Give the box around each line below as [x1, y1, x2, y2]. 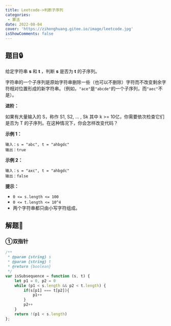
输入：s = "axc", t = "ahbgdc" [5, 168, 70, 173]
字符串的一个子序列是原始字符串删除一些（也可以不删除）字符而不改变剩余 [5, 79, 162, 85]
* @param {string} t [7, 259, 52, 265]
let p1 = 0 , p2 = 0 [14, 278, 56, 284]
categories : [5, 12, 31, 17]
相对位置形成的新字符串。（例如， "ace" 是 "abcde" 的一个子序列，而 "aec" [9, 85, 158, 91]
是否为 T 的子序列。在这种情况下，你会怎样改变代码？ [5, 120, 118, 126]
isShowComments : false [5, 31, 54, 36]
